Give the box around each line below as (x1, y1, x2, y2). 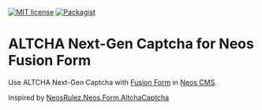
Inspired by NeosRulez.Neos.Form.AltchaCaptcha (8, 93, 170, 102)
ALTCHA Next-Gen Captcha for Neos (8, 35, 254, 53)
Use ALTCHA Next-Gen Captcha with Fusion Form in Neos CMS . (8, 77, 217, 86)
